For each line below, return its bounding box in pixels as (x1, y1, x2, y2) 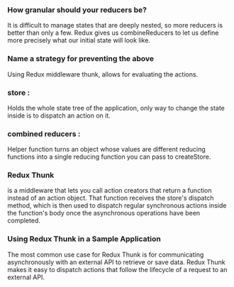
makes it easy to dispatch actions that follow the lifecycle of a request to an (7, 265, 228, 274)
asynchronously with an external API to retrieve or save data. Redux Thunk (7, 257, 225, 266)
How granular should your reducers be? (7, 5, 147, 15)
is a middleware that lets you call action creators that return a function (7, 186, 212, 195)
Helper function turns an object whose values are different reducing (7, 145, 206, 154)
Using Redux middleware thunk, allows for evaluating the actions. (7, 69, 199, 79)
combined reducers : (7, 129, 81, 139)
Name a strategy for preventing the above (7, 54, 155, 64)
